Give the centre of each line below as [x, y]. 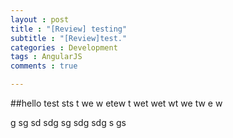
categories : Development [64, 47]
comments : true [44, 66]
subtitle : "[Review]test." [69, 38]
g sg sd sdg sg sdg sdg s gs [68, 122]
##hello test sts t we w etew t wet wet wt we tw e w [116, 103]
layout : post [40, 19]
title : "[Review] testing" [69, 29]
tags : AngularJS [46, 57]
